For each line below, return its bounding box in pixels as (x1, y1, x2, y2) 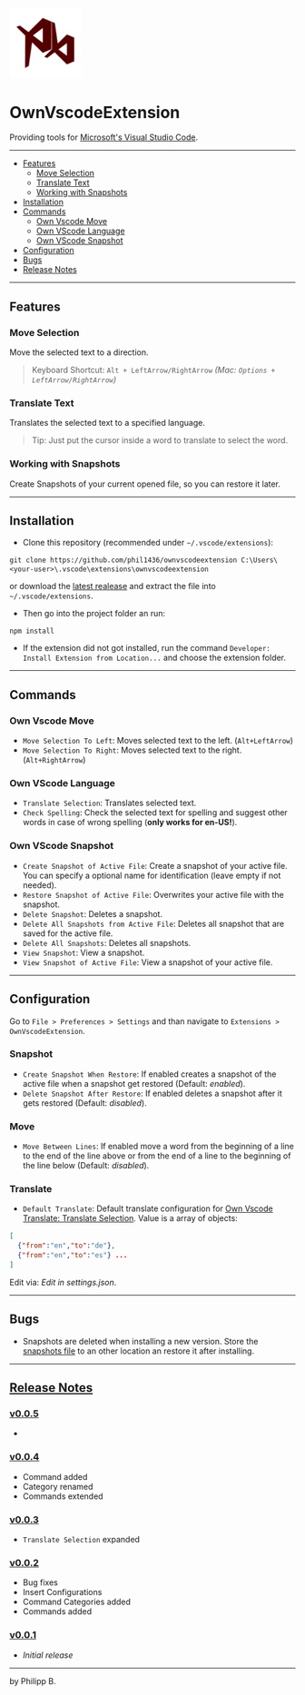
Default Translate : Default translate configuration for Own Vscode (22, 1203, 274, 1214)
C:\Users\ (241, 556, 279, 565)
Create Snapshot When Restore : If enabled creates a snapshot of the (22, 1069, 277, 1079)
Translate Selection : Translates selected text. (22, 797, 197, 809)
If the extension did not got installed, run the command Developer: (22, 643, 271, 654)
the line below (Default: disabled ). (22, 1160, 150, 1171)
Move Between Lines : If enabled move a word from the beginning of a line (22, 1141, 295, 1152)
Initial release (22, 1650, 74, 1661)
